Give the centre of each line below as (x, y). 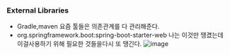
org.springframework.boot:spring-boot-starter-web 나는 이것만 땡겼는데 (120, 35)
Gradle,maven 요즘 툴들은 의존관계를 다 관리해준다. (88, 26)
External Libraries (38, 10)
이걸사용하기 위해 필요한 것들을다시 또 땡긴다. (79, 44)
